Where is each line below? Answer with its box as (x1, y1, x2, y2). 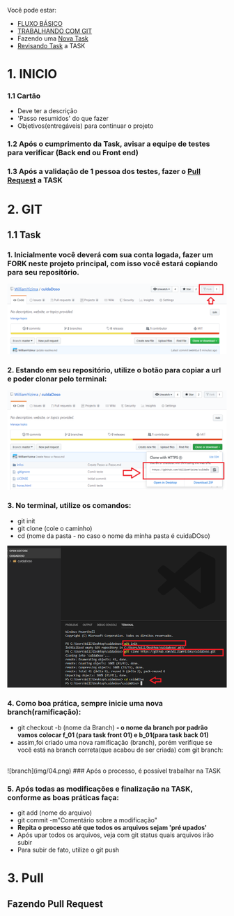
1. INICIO (7, 66, 58, 82)
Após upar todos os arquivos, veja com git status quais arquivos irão (17, 831, 214, 839)
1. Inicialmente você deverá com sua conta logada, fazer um (7, 249, 214, 259)
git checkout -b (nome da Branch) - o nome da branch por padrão (17, 723, 208, 732)
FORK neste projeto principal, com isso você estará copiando (7, 259, 218, 268)
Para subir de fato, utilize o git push (17, 845, 120, 855)
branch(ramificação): (7, 707, 81, 717)
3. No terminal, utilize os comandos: (7, 501, 132, 511)
